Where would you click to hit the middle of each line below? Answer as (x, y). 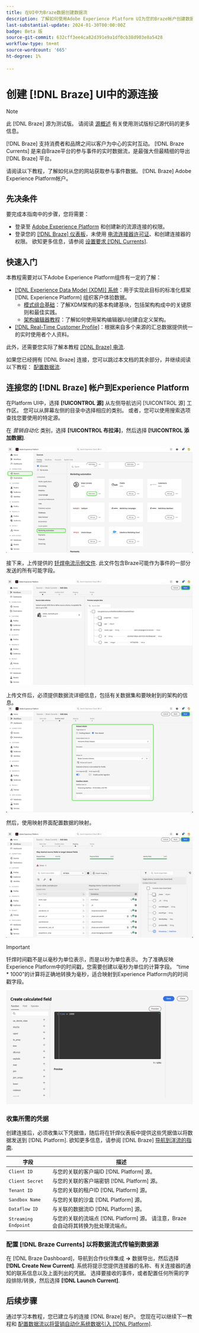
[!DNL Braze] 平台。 (31, 158)
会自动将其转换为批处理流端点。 (91, 1226)
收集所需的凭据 (28, 1118)
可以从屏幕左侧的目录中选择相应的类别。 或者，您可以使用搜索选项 (109, 410)
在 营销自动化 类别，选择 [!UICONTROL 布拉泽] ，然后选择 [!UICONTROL (94, 430)
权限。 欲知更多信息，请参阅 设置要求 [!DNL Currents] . (81, 242)
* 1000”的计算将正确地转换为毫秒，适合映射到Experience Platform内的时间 (97, 974)
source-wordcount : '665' (37, 50)
